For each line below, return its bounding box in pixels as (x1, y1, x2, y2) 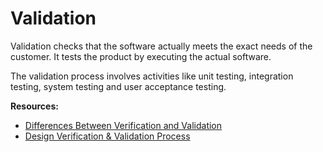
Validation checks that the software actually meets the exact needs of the (10, 40, 313, 52)
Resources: (10, 100, 59, 112)
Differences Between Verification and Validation (24, 119, 223, 131)
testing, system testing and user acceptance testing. (10, 80, 227, 92)
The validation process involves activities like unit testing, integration (10, 70, 294, 82)
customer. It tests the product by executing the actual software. (10, 50, 272, 62)
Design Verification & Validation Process (24, 130, 191, 142)
